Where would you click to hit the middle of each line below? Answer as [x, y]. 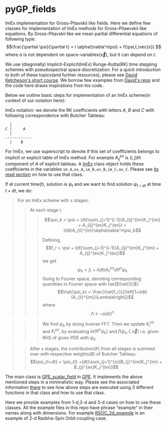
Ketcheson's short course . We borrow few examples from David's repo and [83, 80]
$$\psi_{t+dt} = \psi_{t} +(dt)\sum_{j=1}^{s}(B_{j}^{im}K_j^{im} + [96, 362]
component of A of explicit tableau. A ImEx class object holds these [75, 164]
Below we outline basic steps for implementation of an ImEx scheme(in [78, 95]
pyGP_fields [31, 9]
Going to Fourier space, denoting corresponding [92, 279]
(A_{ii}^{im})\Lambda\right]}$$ [102, 297]
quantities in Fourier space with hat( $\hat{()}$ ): [91, 284]
